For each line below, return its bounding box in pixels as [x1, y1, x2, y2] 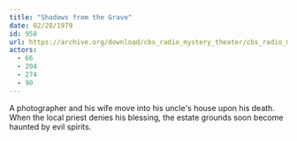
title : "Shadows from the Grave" [9, 12, 133, 22]
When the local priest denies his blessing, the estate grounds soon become [9, 112, 284, 122]
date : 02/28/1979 [9, 21, 73, 30]
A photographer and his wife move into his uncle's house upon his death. [9, 102, 276, 113]
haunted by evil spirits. [9, 121, 92, 132]
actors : [9, 46, 38, 55]
